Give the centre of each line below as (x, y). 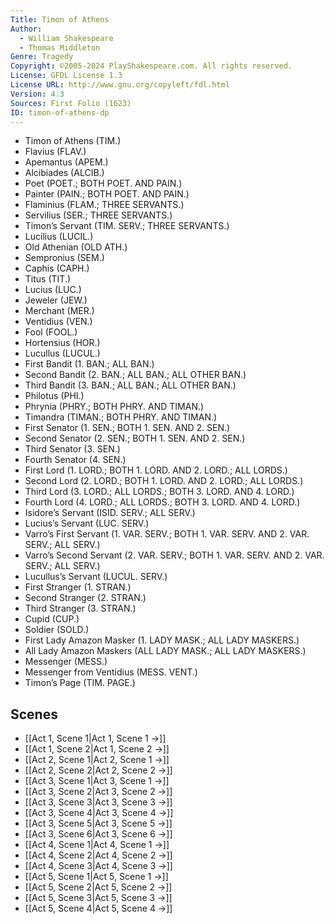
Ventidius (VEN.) (58, 322)
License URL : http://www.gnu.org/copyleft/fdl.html (120, 85)
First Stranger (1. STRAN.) (78, 587)
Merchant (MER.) (59, 311)
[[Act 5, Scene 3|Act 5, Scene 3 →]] (98, 898)
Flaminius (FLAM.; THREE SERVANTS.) (104, 205)
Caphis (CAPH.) (57, 268)
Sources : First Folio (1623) (71, 103)
